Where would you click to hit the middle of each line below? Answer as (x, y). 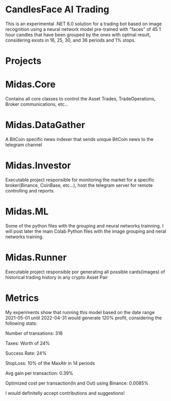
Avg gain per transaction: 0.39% (39, 373)
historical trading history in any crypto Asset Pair (57, 277)
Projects (24, 61)
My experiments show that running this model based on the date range (80, 312)
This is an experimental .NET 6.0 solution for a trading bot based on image (84, 24)
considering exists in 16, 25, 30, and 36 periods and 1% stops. (70, 40)
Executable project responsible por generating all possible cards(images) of (85, 272)
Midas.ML (27, 212)
